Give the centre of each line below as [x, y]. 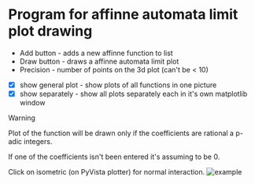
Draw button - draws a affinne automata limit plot [99, 61]
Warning [22, 118]
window [32, 103]
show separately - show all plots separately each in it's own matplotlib [133, 94]
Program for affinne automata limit [123, 15]
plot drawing [50, 31]
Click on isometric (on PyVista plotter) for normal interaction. [107, 172]
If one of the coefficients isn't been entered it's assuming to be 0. [114, 157]
